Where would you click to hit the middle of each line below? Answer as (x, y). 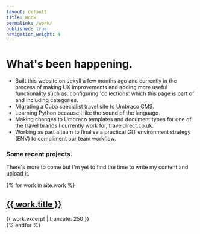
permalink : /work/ (29, 23)
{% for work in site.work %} (41, 185)
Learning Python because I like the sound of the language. (88, 113)
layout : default (27, 12)
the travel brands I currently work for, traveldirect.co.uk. (84, 126)
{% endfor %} (23, 225)
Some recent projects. (39, 154)
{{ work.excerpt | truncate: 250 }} (48, 219)
